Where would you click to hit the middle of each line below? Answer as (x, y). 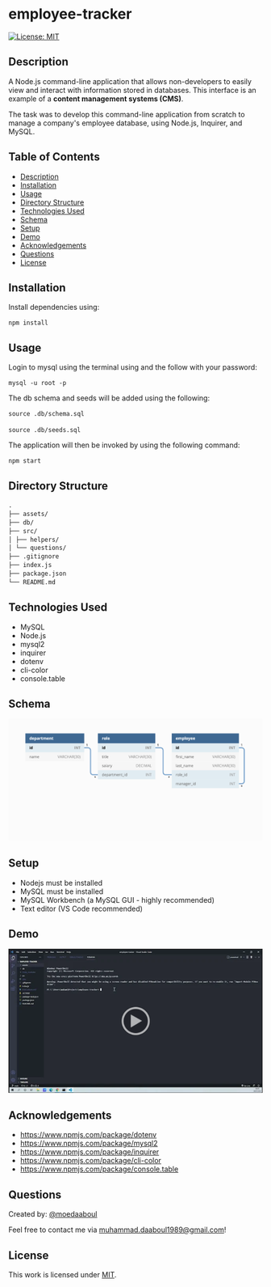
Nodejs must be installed (61, 883)
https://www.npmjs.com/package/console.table (99, 1169)
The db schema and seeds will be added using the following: (109, 398)
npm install (28, 323)
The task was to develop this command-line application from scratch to (127, 114)
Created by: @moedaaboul (53, 1214)
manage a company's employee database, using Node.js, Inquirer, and (125, 123)
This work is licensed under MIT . (63, 1274)
